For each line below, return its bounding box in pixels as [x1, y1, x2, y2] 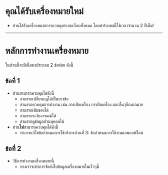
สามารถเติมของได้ [19, 107, 49, 113]
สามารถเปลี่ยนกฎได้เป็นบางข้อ [19, 96, 69, 102]
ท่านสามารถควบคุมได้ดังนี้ [12, 90, 54, 96]
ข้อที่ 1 [5, 77, 20, 85]
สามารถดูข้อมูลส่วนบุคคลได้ [19, 118, 64, 124]
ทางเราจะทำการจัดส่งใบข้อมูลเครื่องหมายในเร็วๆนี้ [19, 163, 99, 169]
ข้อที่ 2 [5, 144, 21, 153]
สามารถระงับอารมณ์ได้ [19, 112, 56, 118]
